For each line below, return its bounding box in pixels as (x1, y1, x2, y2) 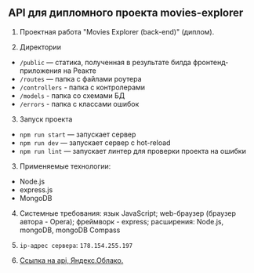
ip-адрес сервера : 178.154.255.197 (19, 240, 133, 249)
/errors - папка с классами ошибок (19, 99, 140, 108)
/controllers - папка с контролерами (19, 82, 146, 92)
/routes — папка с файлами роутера (19, 74, 143, 83)
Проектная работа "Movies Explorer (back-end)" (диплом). (19, 27, 215, 36)
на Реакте (63, 66, 96, 75)
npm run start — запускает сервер (19, 129, 136, 139)
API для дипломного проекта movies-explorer (8, 6, 244, 20)
